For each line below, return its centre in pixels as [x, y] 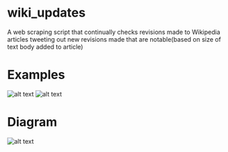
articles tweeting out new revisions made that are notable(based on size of [114, 39]
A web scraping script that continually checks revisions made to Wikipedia [114, 32]
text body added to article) [45, 47]
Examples [36, 75]
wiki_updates [46, 13]
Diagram [32, 122]
